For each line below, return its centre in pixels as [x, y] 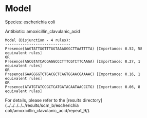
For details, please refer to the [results [43, 100]
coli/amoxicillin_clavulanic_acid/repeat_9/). [48, 110]
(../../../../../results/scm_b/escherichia [42, 105]
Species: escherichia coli [30, 22]
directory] [92, 100]
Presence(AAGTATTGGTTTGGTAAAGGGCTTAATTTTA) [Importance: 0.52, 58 [74, 49]
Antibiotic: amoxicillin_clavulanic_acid [43, 31]
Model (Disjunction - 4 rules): [38, 40]
